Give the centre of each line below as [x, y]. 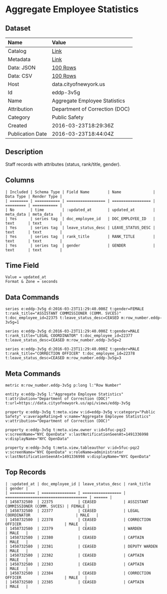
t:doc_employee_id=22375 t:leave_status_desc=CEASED [62, 318]
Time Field [22, 266]
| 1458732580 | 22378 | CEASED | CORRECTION [78, 520]
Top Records [26, 472]
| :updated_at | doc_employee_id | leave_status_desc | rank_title [78, 484]
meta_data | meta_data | [34, 214]
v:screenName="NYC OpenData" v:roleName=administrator [64, 452]
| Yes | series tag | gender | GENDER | [80, 246]
